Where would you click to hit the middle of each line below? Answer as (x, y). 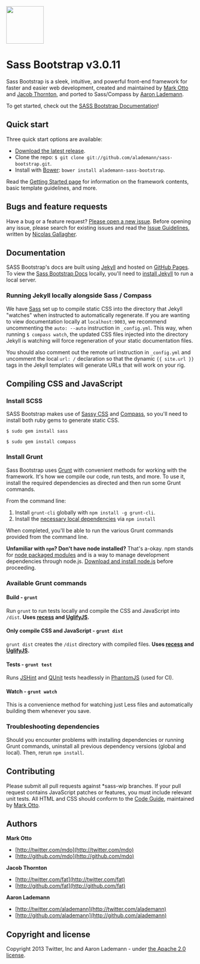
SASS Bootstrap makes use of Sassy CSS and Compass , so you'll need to (97, 414)
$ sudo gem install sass (37, 432)
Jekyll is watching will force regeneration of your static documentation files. (100, 340)
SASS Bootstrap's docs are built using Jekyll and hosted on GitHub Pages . (98, 267)
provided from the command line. (47, 537)
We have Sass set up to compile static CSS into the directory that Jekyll (94, 309)
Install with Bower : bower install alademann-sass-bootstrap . (90, 170)
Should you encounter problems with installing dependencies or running (95, 740)
